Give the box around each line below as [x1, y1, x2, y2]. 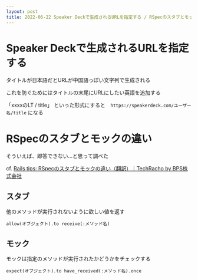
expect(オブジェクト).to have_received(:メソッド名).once [6, 268, 142, 274]
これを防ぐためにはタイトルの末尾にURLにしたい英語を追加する [6, 89, 161, 96]
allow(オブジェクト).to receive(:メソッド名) [6, 221, 110, 227]
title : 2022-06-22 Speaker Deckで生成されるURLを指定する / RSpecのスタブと [6, 14, 184, 20]
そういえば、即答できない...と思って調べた [6, 153, 109, 160]
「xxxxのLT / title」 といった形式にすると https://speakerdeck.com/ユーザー [6, 101, 192, 109]
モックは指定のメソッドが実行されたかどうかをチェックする [6, 255, 151, 262]
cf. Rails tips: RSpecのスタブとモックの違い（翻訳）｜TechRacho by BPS [6, 165, 183, 172]
